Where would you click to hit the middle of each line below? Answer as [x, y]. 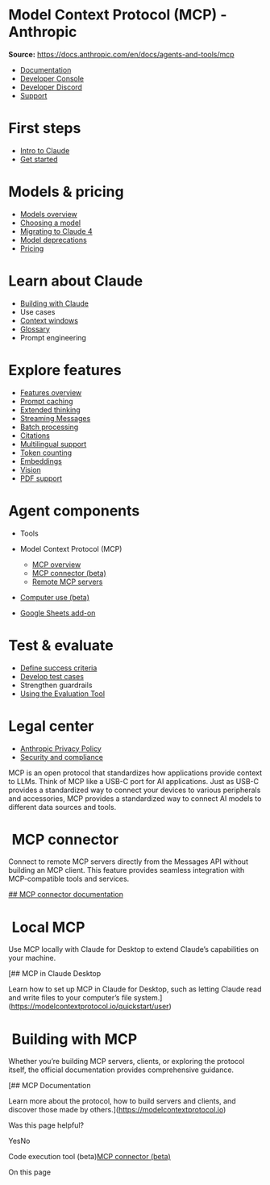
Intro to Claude [45, 150]
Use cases [37, 311]
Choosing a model [50, 223]
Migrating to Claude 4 [56, 231]
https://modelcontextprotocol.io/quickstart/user [90, 1007]
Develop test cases [52, 676]
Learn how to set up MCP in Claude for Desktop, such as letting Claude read [135, 989]
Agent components [74, 511]
